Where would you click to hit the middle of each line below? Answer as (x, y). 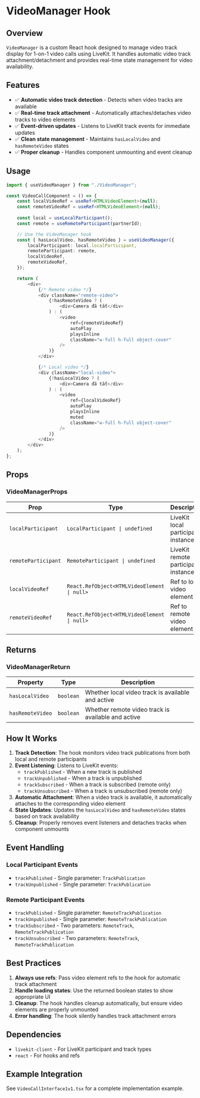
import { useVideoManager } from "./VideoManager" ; (71, 185)
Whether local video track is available (137, 693)
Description (138, 682)
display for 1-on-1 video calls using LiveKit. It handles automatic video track (99, 54)
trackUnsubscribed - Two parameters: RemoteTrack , (77, 938)
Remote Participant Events (46, 899)
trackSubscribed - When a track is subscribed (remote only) (97, 785)
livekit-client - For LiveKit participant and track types (83, 1049)
